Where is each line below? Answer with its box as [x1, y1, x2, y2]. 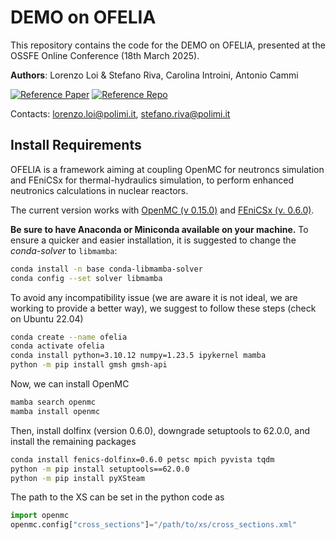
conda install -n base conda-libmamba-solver [10, 264, 203, 274]
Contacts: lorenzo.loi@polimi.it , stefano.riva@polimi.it [10, 107, 231, 120]
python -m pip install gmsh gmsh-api [10, 360, 168, 370]
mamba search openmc [10, 397, 97, 407]
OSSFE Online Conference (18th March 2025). [10, 49, 200, 61]
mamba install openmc [10, 406, 101, 416]
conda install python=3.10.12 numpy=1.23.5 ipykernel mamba [10, 351, 267, 361]
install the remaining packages [10, 435, 137, 447]
